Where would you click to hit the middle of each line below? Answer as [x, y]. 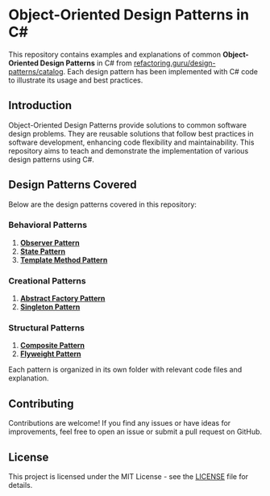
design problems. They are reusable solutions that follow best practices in [131, 133]
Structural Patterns [47, 328]
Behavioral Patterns [48, 225]
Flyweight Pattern [51, 354]
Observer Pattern [50, 242]
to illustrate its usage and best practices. [76, 80]
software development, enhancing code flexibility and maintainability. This [131, 142]
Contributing [41, 404]
